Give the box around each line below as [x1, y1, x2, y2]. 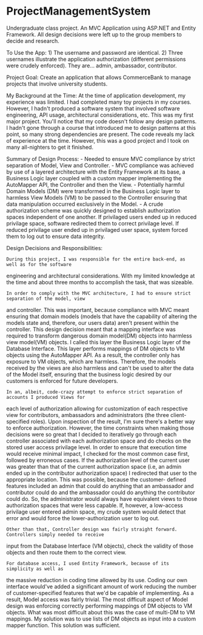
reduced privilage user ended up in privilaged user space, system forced [6, 226, 188, 233]
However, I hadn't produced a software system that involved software [6, 104, 180, 112]
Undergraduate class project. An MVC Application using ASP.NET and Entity [6, 24, 196, 32]
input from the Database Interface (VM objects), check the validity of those [6, 542, 194, 549]
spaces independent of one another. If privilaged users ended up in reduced [6, 213, 197, 220]
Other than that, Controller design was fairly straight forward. [6, 526, 178, 532]
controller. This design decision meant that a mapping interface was [6, 325, 176, 333]
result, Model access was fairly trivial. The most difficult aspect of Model [6, 596, 188, 603]
